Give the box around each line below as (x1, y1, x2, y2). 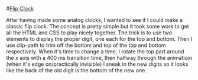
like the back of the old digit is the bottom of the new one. (6, 67, 147, 73)
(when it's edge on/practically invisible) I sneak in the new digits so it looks (6, 60, 189, 68)
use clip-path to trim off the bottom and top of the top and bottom (6, 41, 167, 49)
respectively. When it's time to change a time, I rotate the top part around (6, 48, 184, 55)
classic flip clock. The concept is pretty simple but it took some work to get (6, 23, 189, 30)
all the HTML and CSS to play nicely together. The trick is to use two (6, 29, 173, 36)
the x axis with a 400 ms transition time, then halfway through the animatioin (6, 55, 193, 61)
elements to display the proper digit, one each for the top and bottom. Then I (6, 36, 193, 42)
